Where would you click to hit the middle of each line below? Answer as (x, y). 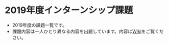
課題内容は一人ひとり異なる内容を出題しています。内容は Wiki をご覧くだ (88, 31)
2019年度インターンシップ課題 (69, 10)
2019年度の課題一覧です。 (40, 25)
